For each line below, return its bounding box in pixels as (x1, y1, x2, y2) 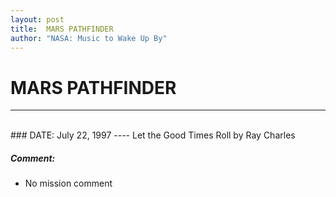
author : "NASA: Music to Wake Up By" (10, 33, 168, 43)
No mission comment (24, 177, 113, 190)
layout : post (10, 14, 65, 25)
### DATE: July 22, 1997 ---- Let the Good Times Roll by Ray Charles (10, 129, 296, 141)
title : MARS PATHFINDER (10, 24, 114, 34)
